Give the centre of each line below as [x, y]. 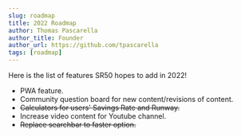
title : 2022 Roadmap [43, 23]
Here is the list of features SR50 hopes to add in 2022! [98, 75]
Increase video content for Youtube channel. [93, 116]
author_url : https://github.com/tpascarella [83, 45]
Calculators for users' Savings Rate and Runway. [100, 108]
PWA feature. [41, 91]
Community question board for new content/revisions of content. [126, 99]
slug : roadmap [32, 16]
